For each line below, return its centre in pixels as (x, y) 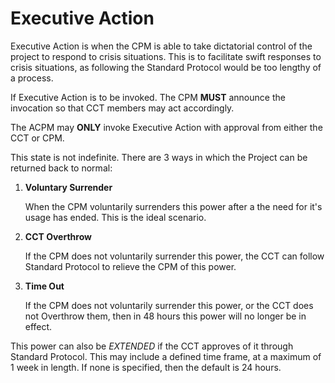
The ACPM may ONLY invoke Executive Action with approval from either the (166, 127)
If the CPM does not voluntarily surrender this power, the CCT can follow (174, 256)
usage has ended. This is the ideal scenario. (115, 217)
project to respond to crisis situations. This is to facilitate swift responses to (166, 56)
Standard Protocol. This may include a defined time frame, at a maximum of (166, 356)
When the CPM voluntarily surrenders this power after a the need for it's (173, 206)
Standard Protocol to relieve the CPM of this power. (130, 266)
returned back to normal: (61, 168)
